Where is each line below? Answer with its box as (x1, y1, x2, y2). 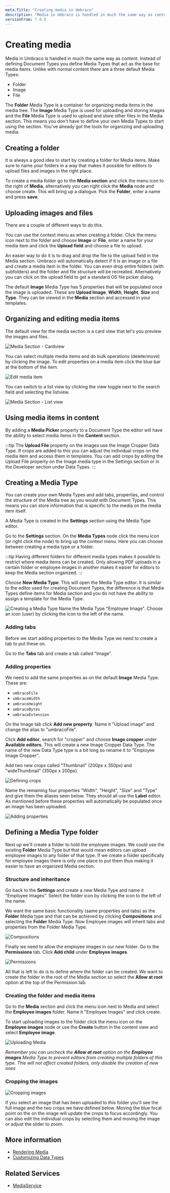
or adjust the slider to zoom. (5, 1121, 64, 1127)
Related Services (5, 1169, 60, 1178)
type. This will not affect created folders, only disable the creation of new (5, 1060, 158, 1066)
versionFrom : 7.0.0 (5, 17, 47, 22)
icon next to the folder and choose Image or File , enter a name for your (5, 237, 154, 243)
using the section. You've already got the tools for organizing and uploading (5, 124, 163, 130)
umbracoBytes (12, 707, 40, 712)
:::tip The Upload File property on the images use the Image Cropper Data (5, 442, 159, 448)
